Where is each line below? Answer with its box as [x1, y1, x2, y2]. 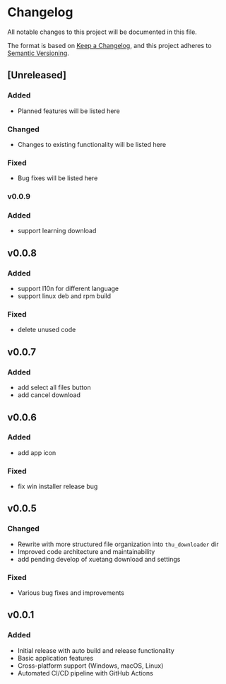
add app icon [17, 448, 56, 456]
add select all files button [17, 383, 91, 392]
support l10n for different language [17, 284, 119, 293]
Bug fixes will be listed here [17, 174, 98, 182]
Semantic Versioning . [7, 49, 69, 57]
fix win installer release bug [17, 482, 98, 491]
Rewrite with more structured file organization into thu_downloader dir [17, 540, 219, 548]
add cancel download [17, 391, 81, 399]
